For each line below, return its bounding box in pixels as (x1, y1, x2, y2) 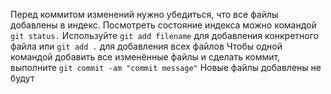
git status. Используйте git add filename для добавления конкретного (10, 30, 319, 41)
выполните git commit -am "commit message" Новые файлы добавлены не (10, 62, 322, 73)
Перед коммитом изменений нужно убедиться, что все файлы (10, 9, 279, 20)
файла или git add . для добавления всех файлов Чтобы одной (10, 40, 283, 52)
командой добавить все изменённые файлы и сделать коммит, (10, 51, 281, 63)
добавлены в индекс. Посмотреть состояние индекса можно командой (10, 19, 317, 31)
